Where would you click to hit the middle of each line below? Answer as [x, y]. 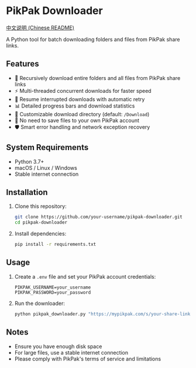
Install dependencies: [40, 234]
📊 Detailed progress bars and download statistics [75, 106]
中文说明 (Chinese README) [40, 27]
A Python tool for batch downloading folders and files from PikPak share [93, 39]
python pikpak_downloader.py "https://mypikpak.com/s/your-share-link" [104, 314]
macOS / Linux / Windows [46, 168]
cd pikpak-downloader [41, 223]
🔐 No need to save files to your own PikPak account [77, 120]
